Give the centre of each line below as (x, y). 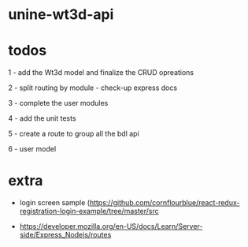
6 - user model (32, 149)
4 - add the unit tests (42, 118)
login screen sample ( (55, 203)
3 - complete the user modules (58, 103)
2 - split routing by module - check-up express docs (93, 88)
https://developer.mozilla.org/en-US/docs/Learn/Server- (111, 226)
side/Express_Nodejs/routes (65, 235)
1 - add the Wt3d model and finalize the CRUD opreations (101, 73)
